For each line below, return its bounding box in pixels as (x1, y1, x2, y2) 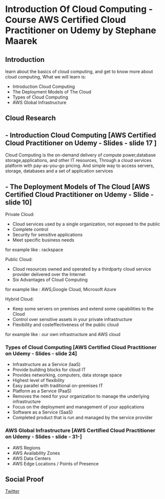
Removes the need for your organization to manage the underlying (12, 393, 149, 399)
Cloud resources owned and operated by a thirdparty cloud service (12, 266, 151, 272)
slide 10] (5, 198, 32, 206)
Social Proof (5, 475, 44, 483)
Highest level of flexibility (12, 377, 65, 383)
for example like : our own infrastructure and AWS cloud (5, 331, 121, 337)
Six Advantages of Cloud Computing (12, 276, 88, 283)
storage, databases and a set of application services (5, 168, 113, 174)
